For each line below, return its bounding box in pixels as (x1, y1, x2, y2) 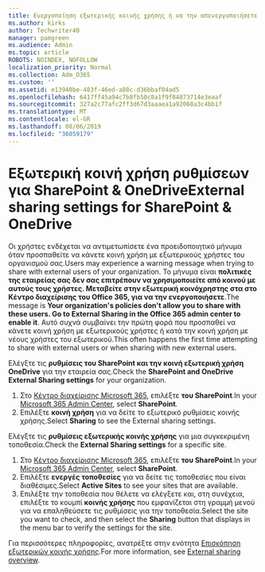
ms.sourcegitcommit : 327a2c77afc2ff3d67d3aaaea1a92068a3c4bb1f (8, 100, 223, 108)
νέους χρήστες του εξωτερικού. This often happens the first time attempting (8, 334, 258, 344)
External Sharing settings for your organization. (8, 375, 167, 384)
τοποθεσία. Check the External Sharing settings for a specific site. (8, 439, 227, 449)
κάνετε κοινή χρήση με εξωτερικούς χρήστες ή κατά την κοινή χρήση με (8, 325, 249, 335)
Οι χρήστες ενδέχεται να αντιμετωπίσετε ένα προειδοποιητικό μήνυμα (8, 241, 243, 251)
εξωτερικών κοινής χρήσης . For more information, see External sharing (8, 547, 241, 556)
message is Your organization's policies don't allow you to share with (8, 300, 241, 310)
